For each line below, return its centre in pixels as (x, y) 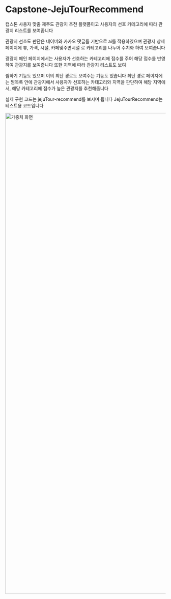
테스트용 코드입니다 (24, 105)
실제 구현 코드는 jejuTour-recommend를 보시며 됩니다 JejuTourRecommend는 (84, 99)
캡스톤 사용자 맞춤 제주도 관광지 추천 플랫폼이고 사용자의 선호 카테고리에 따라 (81, 24)
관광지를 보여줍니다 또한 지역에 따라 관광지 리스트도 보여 (70, 65)
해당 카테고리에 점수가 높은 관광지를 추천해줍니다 (60, 88)
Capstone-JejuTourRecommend (75, 9)
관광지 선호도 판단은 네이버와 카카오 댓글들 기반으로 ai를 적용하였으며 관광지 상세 (85, 41)
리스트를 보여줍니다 (34, 30)
